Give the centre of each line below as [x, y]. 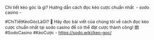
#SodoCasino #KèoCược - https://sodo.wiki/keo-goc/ [58, 33]
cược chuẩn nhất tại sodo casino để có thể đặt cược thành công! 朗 [72, 27]
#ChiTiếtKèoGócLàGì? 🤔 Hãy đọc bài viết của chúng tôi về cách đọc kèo [77, 22]
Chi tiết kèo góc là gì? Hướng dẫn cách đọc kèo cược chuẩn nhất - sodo [77, 7]
